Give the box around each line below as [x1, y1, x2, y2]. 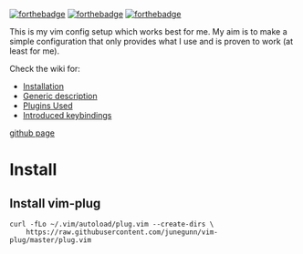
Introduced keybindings [22, 110, 112, 120]
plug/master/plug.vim [9, 236, 92, 245]
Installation [22, 81, 65, 91]
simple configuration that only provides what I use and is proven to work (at [9, 36, 294, 46]
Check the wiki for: [9, 64, 80, 74]
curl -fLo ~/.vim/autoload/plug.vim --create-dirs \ [9, 219, 214, 229]
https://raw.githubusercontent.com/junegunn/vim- [26, 228, 219, 237]
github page [9, 127, 55, 138]
